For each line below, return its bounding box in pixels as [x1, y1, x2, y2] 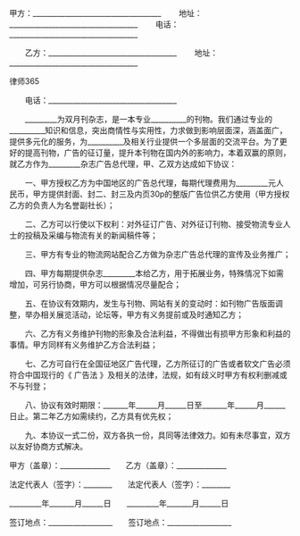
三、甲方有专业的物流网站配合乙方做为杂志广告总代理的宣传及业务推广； [24, 249, 291, 259]
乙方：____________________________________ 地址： [24, 47, 219, 58]
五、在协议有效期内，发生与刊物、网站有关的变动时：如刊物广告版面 [24, 298, 275, 308]
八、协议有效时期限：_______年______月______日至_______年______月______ [24, 400, 286, 410]
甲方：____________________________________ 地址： [9, 8, 203, 18]
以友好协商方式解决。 [9, 441, 87, 451]
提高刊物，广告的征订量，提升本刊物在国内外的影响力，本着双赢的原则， [24, 147, 291, 158]
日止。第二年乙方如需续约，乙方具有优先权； [9, 411, 174, 422]
